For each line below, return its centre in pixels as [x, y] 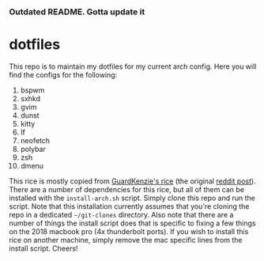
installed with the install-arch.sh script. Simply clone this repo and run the [132, 198]
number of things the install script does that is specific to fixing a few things [132, 223]
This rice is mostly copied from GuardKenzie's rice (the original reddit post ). [132, 181]
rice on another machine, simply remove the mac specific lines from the [126, 240]
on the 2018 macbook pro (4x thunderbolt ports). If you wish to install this [129, 231]
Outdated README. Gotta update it [77, 12]
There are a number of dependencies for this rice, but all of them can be [126, 189]
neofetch [35, 140]
